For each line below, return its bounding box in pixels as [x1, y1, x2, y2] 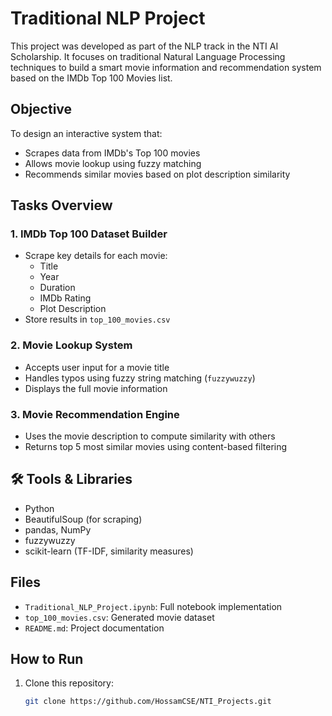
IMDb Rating [39, 292, 92, 304]
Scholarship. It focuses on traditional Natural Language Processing [10, 50, 286, 62]
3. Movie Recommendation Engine [10, 407, 180, 421]
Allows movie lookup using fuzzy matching [24, 157, 202, 169]
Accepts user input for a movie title [24, 361, 170, 373]
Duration [39, 282, 76, 294]
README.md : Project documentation [24, 622, 165, 634]
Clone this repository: [24, 677, 114, 689]
